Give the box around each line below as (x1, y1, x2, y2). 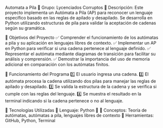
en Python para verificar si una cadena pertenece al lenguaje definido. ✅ (5, 46, 151, 51)
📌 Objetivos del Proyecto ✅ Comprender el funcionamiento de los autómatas (5, 34, 159, 40)
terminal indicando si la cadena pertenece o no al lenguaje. (5, 98, 124, 104)
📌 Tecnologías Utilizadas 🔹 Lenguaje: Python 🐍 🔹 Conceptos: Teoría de (5, 107, 147, 113)
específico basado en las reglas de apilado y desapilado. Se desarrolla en (5, 15, 153, 20)
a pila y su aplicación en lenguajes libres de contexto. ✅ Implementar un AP (5, 40, 157, 46)
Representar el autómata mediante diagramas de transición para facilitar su (5, 51, 156, 57)
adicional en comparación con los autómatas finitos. (5, 62, 109, 67)
